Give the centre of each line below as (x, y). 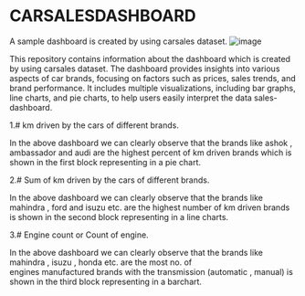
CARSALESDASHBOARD (103, 16)
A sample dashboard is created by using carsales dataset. (119, 41)
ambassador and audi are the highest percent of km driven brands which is (151, 153)
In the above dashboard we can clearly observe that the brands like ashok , (151, 143)
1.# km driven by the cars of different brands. (95, 125)
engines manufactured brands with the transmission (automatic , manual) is (152, 271)
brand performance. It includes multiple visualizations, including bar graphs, (152, 88)
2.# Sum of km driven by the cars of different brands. (110, 180)
